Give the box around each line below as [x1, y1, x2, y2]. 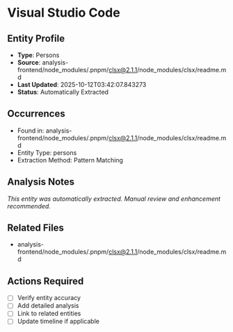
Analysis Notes [7, 176, 75, 188]
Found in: [17, 126, 45, 135]
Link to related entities [17, 309, 81, 317]
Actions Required [7, 275, 84, 287]
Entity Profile [7, 33, 65, 44]
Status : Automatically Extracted [17, 88, 109, 96]
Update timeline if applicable [17, 317, 99, 326]
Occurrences [7, 108, 65, 119]
